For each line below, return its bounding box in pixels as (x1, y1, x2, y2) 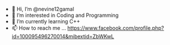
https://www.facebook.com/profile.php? (67, 25, 164, 32)
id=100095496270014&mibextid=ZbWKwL (11, 33, 114, 40)
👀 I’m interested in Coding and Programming (11, 12, 119, 19)
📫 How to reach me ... (11, 25, 66, 32)
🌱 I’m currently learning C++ (11, 18, 80, 25)
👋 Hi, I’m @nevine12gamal (11, 6, 74, 12)
